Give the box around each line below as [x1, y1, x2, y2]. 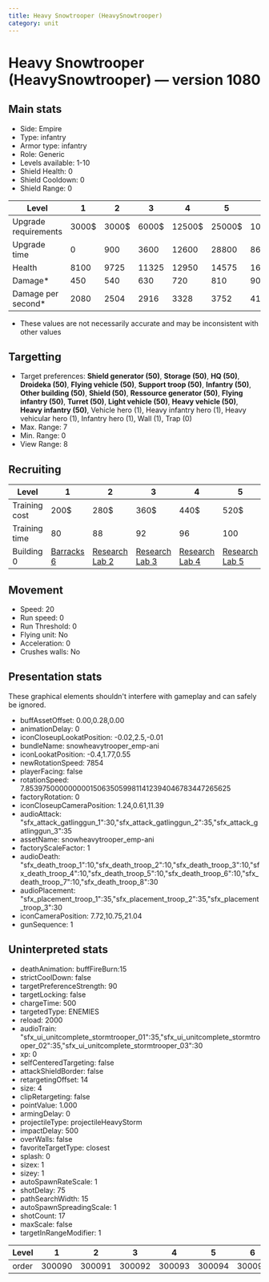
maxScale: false [19, 1219, 73, 1229]
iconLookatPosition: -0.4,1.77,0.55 [19, 750, 131, 759]
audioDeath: [19, 851, 61, 861]
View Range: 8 [19, 440, 68, 449]
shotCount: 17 [19, 1211, 66, 1220]
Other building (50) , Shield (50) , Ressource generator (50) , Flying [19, 388, 243, 398]
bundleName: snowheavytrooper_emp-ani [19, 741, 160, 750]
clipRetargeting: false [19, 1091, 90, 1101]
